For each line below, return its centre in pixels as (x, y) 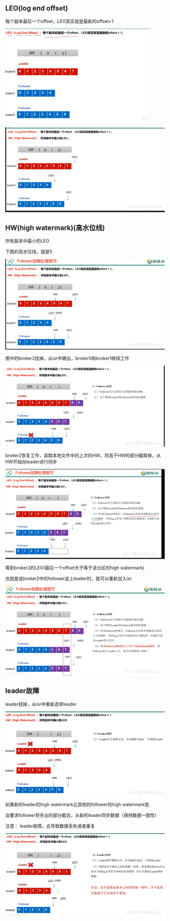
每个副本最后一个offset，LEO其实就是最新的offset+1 (59, 21)
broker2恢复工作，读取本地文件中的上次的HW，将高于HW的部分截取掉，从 (83, 456)
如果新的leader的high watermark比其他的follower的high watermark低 (77, 804)
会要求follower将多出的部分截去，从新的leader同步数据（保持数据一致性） (82, 815)
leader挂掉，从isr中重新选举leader (41, 704)
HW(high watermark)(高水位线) (55, 228)
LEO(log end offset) (37, 8)
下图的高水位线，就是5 (29, 251)
